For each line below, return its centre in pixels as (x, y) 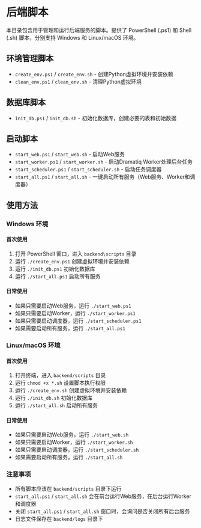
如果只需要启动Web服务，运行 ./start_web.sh (72, 435)
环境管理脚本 (30, 59)
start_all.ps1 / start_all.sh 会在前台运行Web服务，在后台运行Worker (103, 496)
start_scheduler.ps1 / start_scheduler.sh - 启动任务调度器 (88, 170)
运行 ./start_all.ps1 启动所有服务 (58, 276)
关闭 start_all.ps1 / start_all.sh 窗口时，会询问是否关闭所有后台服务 (102, 511)
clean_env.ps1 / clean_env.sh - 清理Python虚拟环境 (78, 81)
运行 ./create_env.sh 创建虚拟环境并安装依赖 (71, 390)
